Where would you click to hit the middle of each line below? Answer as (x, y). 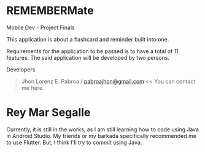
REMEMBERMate (50, 11)
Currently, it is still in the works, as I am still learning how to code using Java (103, 129)
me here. (33, 88)
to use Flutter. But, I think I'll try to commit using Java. (74, 142)
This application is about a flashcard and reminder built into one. (88, 39)
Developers (21, 69)
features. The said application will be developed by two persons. (88, 57)
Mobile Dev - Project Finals (41, 27)
